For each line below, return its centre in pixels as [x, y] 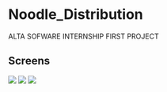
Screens [29, 61]
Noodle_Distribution [76, 15]
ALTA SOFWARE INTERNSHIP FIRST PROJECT [84, 36]
